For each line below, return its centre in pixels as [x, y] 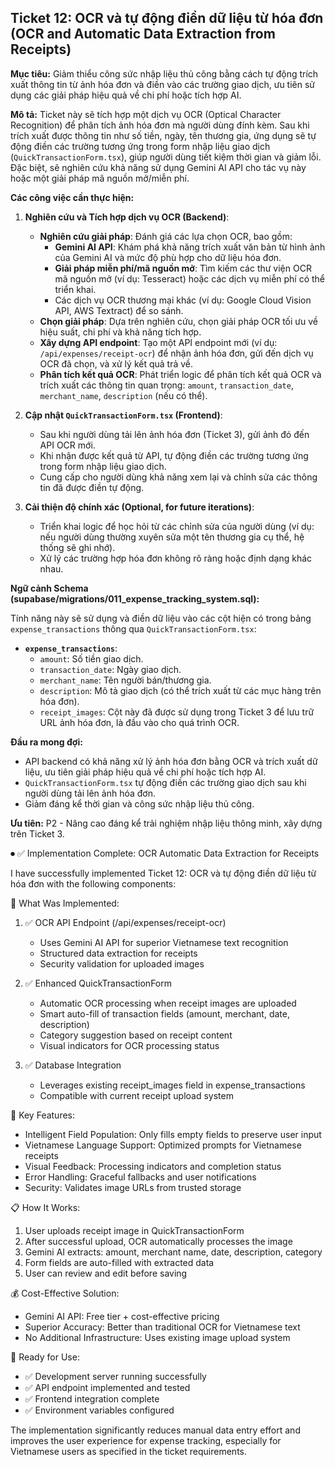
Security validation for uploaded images [122, 963]
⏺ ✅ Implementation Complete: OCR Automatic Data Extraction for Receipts [165, 853]
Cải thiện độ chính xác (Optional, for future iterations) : [139, 507]
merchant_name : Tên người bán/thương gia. [125, 680]
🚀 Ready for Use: [45, 1357]
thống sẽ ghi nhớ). [77, 547]
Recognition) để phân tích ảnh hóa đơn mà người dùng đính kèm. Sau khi [160, 125]
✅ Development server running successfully [115, 1376]
